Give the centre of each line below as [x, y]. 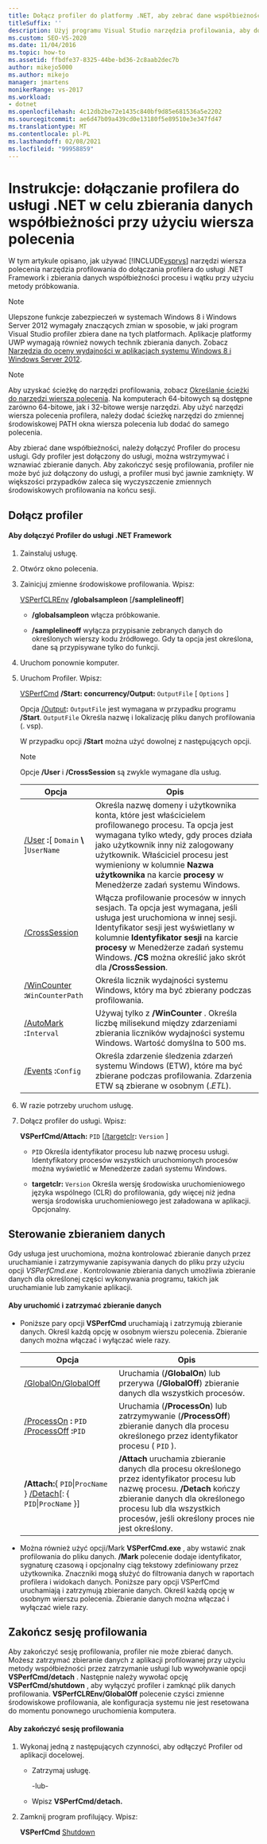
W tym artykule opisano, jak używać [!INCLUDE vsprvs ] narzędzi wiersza [127, 261]
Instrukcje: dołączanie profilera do [124, 188]
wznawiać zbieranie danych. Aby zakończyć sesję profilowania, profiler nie [131, 465]
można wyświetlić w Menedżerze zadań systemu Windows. [129, 1168]
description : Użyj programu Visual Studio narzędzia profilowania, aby [129, 30]
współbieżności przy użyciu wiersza [131, 222]
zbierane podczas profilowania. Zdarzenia [174, 1075]
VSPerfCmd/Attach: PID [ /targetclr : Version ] [94, 1136]
